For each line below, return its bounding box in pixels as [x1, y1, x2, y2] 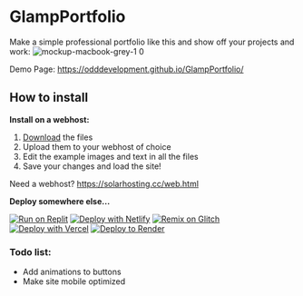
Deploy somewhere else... [9, 195, 111, 206]
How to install [9, 90, 89, 105]
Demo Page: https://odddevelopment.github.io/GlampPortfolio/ [9, 64, 244, 74]
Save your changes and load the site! [22, 161, 161, 172]
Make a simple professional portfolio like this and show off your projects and [9, 36, 295, 47]
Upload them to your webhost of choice [22, 141, 171, 152]
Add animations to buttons [22, 266, 122, 278]
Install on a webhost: [9, 113, 90, 124]
